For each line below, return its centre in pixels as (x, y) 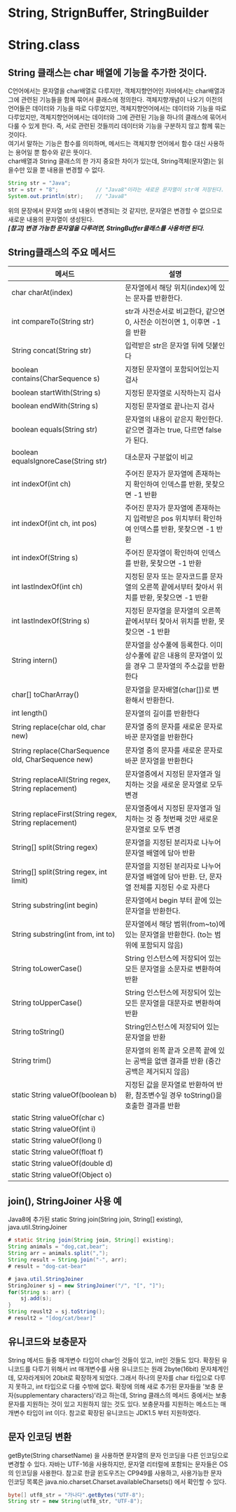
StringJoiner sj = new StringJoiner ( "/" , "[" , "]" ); (86, 1286)
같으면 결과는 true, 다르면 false (173, 430)
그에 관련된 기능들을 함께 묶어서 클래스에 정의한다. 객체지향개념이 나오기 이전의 (116, 100)
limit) (20, 881)
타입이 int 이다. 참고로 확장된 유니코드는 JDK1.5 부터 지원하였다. (113, 1412)
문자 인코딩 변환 (40, 1437)
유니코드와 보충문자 (47, 1342)
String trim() (32, 1060)
